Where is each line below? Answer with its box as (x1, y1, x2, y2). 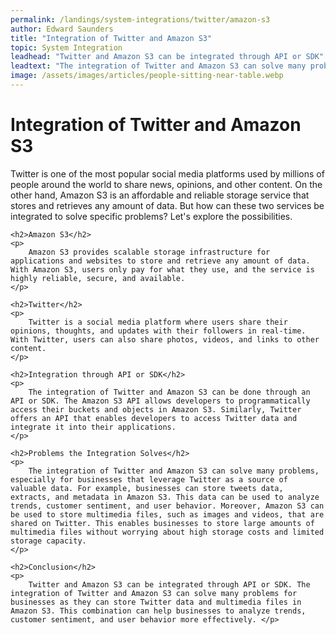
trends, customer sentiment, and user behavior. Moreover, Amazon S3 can (10, 501, 325, 511)
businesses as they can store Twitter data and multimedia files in (10, 597, 302, 607)
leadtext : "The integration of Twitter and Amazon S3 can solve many (10, 61, 307, 71)
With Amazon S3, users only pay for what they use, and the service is (10, 264, 315, 275)
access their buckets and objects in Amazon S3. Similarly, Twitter (10, 404, 302, 415)
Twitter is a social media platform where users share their (28, 317, 288, 327)
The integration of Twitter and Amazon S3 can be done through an (28, 387, 311, 397)
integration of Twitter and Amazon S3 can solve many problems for (10, 588, 298, 598)
